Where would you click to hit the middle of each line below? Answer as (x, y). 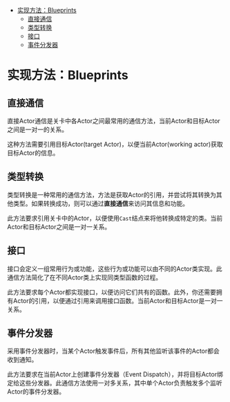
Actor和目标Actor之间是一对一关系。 (59, 226)
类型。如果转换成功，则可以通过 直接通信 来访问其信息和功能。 (100, 203)
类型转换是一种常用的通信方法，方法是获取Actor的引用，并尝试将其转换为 (112, 194)
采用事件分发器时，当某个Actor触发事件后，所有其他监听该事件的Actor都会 (113, 351)
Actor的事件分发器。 (36, 392)
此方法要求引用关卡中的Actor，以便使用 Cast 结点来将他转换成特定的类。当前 (115, 218)
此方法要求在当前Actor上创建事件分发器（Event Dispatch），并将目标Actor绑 (115, 374)
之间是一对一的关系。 (37, 129)
